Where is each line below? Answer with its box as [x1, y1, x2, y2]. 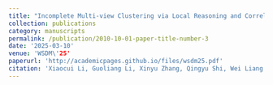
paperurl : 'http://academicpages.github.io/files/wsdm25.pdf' [8, 57, 223, 66]
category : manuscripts [8, 27, 85, 35]
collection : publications [8, 19, 96, 28]
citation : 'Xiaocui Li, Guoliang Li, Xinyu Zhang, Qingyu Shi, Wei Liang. [8, 65, 267, 73]
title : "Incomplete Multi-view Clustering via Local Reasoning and [8, 11, 242, 20]
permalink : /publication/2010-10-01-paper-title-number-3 [8, 34, 209, 43]
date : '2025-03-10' [8, 42, 75, 50]
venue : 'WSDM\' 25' [8, 49, 71, 57]
